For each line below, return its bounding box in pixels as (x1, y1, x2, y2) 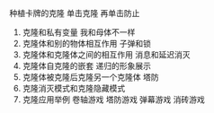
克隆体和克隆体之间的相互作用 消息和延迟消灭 (22, 49, 191, 60)
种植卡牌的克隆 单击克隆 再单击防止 (9, 8, 140, 18)
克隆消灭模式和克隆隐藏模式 (22, 83, 126, 93)
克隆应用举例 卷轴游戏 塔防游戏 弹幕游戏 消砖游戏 (22, 94, 205, 105)
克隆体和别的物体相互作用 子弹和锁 (22, 39, 151, 48)
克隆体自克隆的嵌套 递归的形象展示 (22, 61, 151, 71)
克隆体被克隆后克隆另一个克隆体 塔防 (22, 72, 159, 83)
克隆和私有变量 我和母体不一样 (22, 27, 136, 38)
